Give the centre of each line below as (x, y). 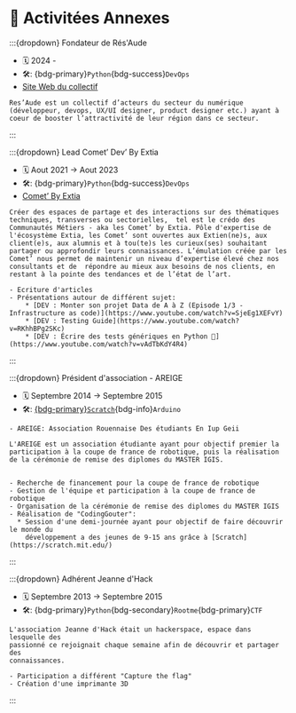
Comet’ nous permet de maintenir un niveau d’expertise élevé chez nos (144, 258)
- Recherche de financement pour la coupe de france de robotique (134, 483)
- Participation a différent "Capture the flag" (101, 676)
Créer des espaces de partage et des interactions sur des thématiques (144, 212)
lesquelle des (35, 637)
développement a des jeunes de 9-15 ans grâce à (117, 537)
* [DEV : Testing (57, 321)
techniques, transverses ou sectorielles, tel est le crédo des (132, 220)
